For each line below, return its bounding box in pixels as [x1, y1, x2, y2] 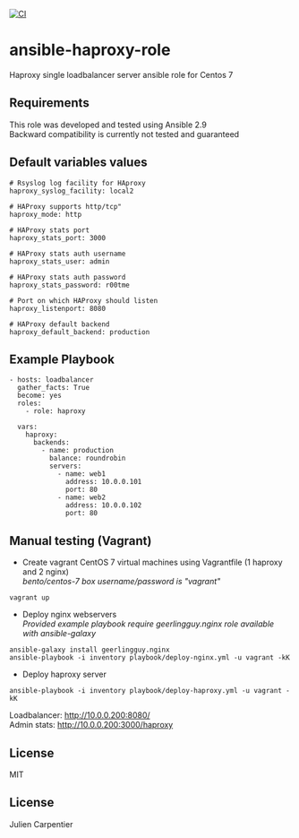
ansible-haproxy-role [9, 40, 171, 60]
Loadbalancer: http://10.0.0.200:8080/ [9, 710, 150, 721]
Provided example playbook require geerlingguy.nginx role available [21, 618, 275, 629]
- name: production [41, 446, 115, 455]
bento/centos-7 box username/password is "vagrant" [21, 576, 221, 587]
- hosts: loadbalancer [9, 376, 94, 384]
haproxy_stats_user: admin [9, 256, 110, 266]
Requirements [9, 95, 90, 111]
